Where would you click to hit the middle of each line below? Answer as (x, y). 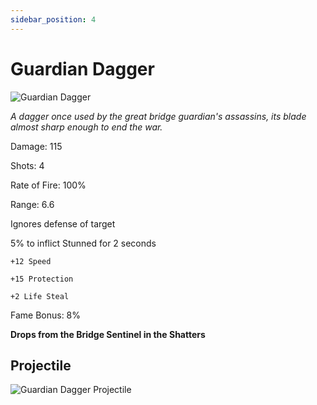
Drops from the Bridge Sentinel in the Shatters (108, 334)
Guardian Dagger (82, 68)
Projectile (41, 365)
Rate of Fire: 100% (48, 185)
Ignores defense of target (63, 223)
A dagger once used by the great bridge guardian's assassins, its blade (158, 116)
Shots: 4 (27, 165)
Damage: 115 (36, 146)
